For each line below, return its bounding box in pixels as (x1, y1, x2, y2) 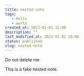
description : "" (5, 30, 38, 35)
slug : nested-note (5, 43, 42, 48)
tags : (5, 12, 16, 17)
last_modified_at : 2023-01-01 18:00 (5, 35, 79, 39)
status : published (5, 39, 42, 44)
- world (11, 20, 27, 26)
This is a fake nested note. (5, 66, 58, 72)
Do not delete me (5, 57, 40, 62)
